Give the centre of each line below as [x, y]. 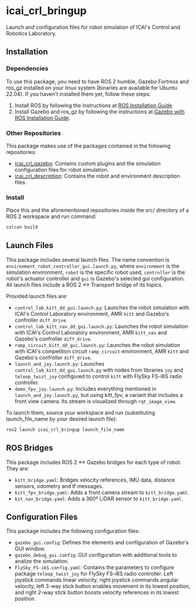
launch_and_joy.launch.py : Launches [59, 363]
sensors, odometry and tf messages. [59, 486]
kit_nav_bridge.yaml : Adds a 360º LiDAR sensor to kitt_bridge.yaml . [99, 499]
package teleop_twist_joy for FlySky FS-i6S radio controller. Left [94, 574]
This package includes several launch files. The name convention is [88, 259]
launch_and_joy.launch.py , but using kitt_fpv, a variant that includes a [99, 395]
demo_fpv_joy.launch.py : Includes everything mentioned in [85, 389]
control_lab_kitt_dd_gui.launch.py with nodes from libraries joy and [99, 370]
